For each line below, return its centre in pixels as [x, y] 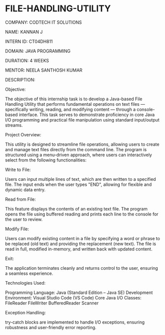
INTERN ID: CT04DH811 [29, 41]
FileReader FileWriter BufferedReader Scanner [52, 303]
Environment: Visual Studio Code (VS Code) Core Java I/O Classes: [73, 297]
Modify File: [17, 229]
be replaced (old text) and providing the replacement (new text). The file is [81, 244]
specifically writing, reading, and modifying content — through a [70, 109]
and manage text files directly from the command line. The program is [76, 149]
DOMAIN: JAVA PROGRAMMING [38, 51]
